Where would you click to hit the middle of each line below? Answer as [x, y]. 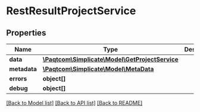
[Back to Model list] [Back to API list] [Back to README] [74, 103]
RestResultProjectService [71, 11]
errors [18, 79]
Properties [26, 33]
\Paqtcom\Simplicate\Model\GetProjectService [110, 59]
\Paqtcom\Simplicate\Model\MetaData [98, 69]
